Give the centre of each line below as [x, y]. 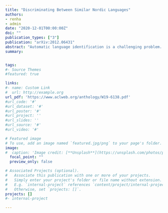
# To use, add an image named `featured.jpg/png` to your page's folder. [84, 143]
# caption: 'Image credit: [34, 153]
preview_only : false [31, 162]
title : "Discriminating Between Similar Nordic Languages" [68, 10]
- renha [13, 19]
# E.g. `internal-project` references [48, 185]
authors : [14, 14]
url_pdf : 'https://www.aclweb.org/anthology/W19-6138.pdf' [68, 97]
